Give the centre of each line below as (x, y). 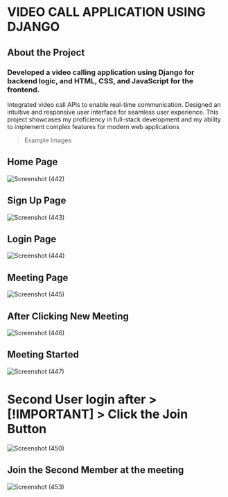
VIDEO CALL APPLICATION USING (106, 12)
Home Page (33, 162)
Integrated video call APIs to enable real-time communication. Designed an (114, 104)
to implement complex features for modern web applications (94, 126)
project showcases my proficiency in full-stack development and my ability (114, 119)
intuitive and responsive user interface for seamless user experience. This (113, 112)
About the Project (46, 52)
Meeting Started (43, 355)
